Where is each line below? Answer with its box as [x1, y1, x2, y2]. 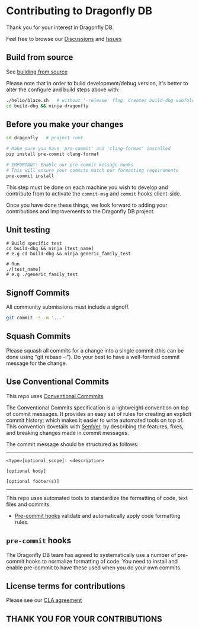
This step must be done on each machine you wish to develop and [6, 184, 168, 191]
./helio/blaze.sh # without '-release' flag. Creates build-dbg [6, 97, 174, 103]
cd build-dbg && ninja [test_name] [6, 246, 94, 252]
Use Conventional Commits [6, 377, 110, 387]
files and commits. [6, 501, 52, 508]
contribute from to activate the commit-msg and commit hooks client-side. [6, 190, 182, 197]
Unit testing [6, 225, 50, 235]
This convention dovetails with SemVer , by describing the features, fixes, [6, 422, 184, 430]
